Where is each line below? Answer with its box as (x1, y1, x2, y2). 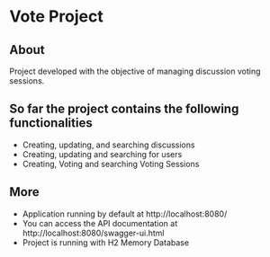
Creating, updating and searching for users (22, 148, 183, 159)
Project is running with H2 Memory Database (22, 236, 190, 248)
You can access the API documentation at (22, 217, 178, 228)
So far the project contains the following (9, 102, 239, 117)
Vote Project (9, 6, 103, 27)
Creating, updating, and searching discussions (22, 139, 195, 150)
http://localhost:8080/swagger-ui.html (22, 227, 165, 238)
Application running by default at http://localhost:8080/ (22, 208, 228, 219)
